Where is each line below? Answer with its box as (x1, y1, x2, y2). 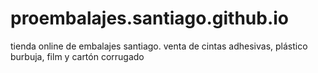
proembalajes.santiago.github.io (10, 7, 290, 30)
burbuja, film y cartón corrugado (10, 50, 145, 62)
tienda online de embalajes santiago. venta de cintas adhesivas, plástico (10, 40, 308, 52)
